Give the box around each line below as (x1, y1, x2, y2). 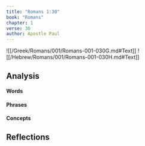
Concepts (6, 114, 31, 122)
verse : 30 (6, 25, 31, 32)
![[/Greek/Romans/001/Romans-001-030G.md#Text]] (6, 47, 137, 54)
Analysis (6, 71, 40, 81)
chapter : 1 (6, 20, 33, 26)
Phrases (6, 101, 27, 108)
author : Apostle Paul (6, 31, 60, 37)
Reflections (6, 132, 50, 142)
